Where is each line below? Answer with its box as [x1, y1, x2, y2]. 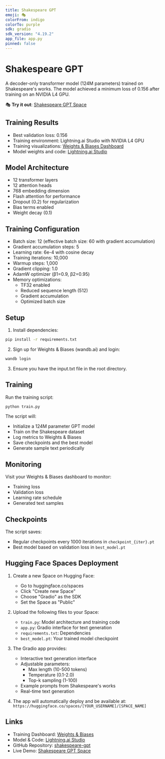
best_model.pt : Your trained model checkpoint [20, 635, 119, 641]
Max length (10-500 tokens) [28, 666, 87, 672]
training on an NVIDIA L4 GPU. [5, 91, 70, 97]
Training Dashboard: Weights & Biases [12, 731, 94, 737]
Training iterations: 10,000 [12, 255, 68, 261]
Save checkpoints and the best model [12, 439, 93, 446]
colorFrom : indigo [5, 17, 45, 22]
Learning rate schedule [12, 495, 62, 501]
